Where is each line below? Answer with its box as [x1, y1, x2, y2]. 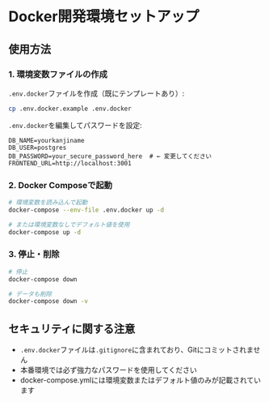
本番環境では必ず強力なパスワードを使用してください [19, 366, 197, 375]
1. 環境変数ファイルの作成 [8, 68, 107, 79]
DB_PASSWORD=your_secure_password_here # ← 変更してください [8, 152, 212, 160]
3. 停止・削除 [8, 249, 60, 260]
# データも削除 [8, 289, 53, 298]
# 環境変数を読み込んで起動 [8, 199, 88, 207]
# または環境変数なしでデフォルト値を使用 [8, 220, 130, 229]
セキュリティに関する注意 [8, 322, 136, 336]
